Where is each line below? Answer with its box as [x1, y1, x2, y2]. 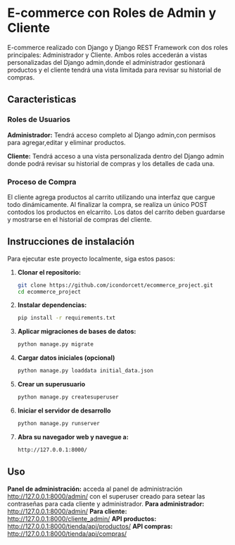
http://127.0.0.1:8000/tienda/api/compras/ [7, 530, 127, 538]
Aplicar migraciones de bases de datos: [17, 327, 136, 336]
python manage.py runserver [17, 420, 100, 427]
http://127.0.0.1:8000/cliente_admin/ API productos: [7, 514, 157, 522]
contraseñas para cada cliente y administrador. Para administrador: [7, 499, 205, 508]
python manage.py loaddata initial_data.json [17, 368, 153, 375]
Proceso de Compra [7, 177, 77, 187]
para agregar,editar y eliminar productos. [7, 138, 126, 146]
